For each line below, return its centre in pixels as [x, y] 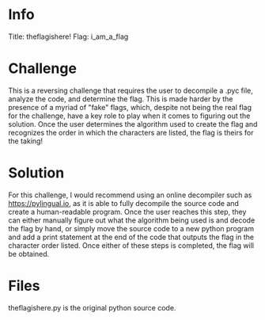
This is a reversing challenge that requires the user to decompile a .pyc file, [131, 90]
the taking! [26, 141]
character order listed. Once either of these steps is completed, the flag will [131, 245]
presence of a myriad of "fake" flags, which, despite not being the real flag [130, 107]
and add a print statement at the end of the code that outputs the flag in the [131, 237]
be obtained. [29, 253]
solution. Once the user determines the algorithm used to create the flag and [133, 124]
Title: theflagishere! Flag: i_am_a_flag [68, 36]
